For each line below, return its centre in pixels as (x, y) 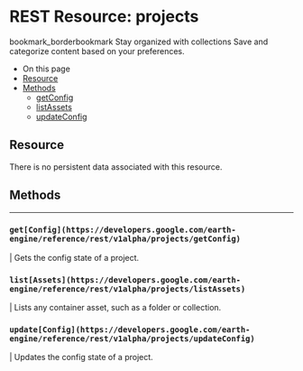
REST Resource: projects (104, 17)
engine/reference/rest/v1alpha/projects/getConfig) (125, 239)
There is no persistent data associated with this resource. (116, 167)
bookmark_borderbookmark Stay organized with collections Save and (139, 42)
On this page (46, 69)
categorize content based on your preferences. (97, 51)
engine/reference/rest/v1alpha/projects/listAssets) (128, 289)
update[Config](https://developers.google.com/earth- (130, 330)
